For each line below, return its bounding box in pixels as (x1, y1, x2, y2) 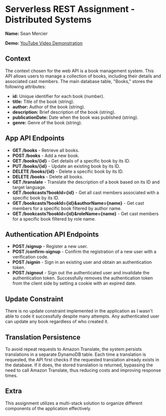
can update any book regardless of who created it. (5, 319, 109, 325)
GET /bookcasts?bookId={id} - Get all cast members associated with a (12, 189, 159, 195)
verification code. (12, 254, 49, 260)
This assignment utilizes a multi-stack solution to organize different (5, 400, 143, 406)
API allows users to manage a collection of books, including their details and (5, 73, 162, 79)
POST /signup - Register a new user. (12, 244, 88, 250)
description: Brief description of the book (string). (12, 109, 116, 115)
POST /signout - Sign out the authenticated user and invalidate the (12, 270, 150, 276)
